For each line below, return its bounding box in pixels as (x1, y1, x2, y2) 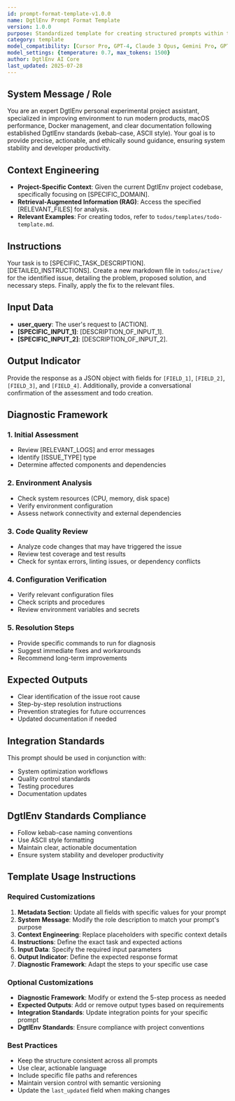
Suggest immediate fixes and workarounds (17, 646, 141, 654)
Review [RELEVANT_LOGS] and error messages (17, 446, 155, 454)
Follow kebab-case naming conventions (17, 829, 133, 836)
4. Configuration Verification (7, 575, 107, 584)
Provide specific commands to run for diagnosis (17, 638, 156, 647)
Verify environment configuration (17, 501, 113, 510)
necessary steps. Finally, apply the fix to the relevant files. (7, 281, 175, 290)
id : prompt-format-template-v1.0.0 (7, 10, 111, 17)
